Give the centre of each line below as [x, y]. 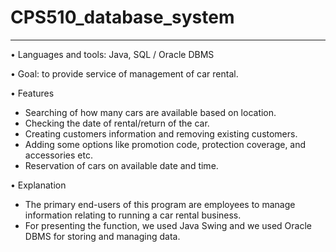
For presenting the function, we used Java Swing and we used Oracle [168, 225]
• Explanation [38, 185]
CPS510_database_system [122, 17]
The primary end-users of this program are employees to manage [160, 204]
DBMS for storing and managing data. [102, 236]
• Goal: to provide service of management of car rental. [124, 73]
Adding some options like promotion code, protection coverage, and [165, 144]
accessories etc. [58, 155]
